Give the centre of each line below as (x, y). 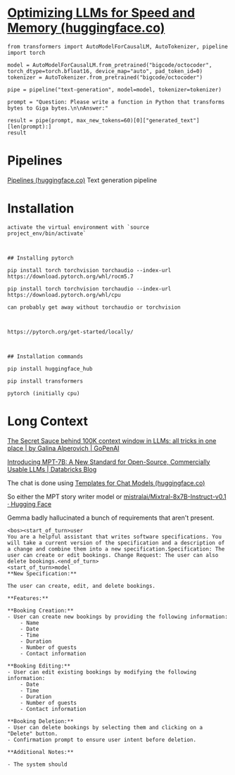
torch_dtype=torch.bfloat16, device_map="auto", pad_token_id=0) (105, 71)
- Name (30, 623)
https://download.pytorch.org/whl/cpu (64, 295)
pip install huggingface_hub (50, 369)
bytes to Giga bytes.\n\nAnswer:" (58, 108)
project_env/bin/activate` (47, 233)
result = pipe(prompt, (40, 120)
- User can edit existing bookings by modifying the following (102, 672)
